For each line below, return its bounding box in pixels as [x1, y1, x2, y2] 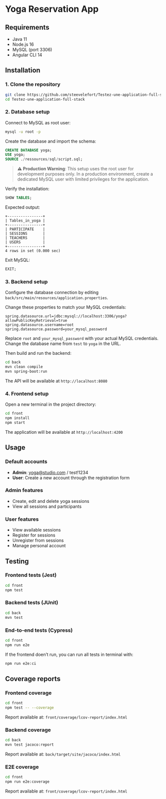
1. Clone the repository [5, 81, 61, 88]
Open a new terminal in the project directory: [5, 401, 96, 408]
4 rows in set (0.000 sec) [5, 248, 61, 254]
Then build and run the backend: [5, 350, 72, 356]
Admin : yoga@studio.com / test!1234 [12, 469, 88, 475]
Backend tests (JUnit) [5, 599, 58, 606]
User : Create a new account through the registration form [12, 475, 130, 481]
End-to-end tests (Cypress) [5, 627, 73, 634]
